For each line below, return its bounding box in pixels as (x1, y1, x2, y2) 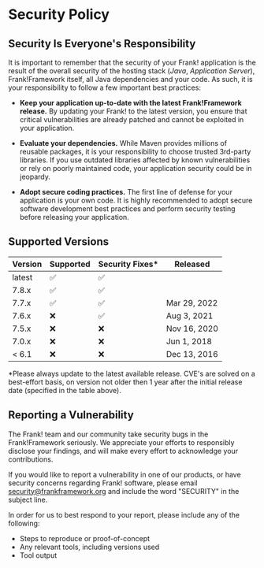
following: (8, 518, 40, 528)
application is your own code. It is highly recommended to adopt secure (19, 195, 253, 205)
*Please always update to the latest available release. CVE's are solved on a (8, 369, 255, 378)
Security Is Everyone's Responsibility (8, 37, 196, 50)
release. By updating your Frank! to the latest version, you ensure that (19, 106, 247, 116)
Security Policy (8, 6, 110, 24)
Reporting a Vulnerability (8, 408, 134, 422)
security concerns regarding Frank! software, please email (8, 478, 198, 488)
